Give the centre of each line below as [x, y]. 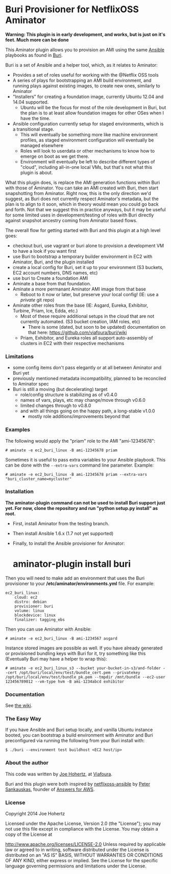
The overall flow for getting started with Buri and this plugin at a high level [83, 230]
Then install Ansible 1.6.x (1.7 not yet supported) [63, 533]
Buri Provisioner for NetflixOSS [72, 9]
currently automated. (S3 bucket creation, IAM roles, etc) [80, 321]
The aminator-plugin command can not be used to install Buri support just [85, 503]
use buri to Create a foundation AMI [50, 278]
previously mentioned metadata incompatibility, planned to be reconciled [89, 378]
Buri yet [21, 373]
